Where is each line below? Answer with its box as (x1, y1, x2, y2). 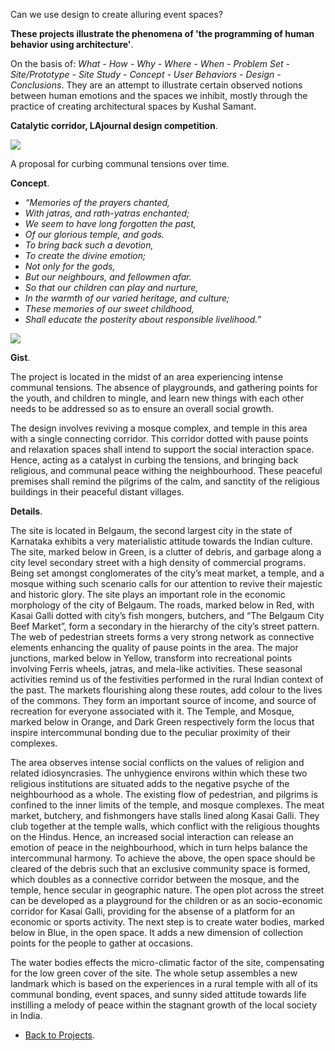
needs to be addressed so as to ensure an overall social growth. (10, 403, 274, 414)
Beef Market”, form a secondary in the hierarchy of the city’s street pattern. (10, 620, 320, 632)
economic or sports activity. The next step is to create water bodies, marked (10, 916, 325, 928)
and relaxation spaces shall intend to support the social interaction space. (10, 444, 315, 455)
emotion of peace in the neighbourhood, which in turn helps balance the (10, 842, 308, 853)
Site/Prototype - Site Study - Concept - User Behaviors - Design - (10, 69, 282, 80)
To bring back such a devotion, (24, 239, 154, 251)
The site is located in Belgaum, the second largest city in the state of (10, 525, 293, 536)
